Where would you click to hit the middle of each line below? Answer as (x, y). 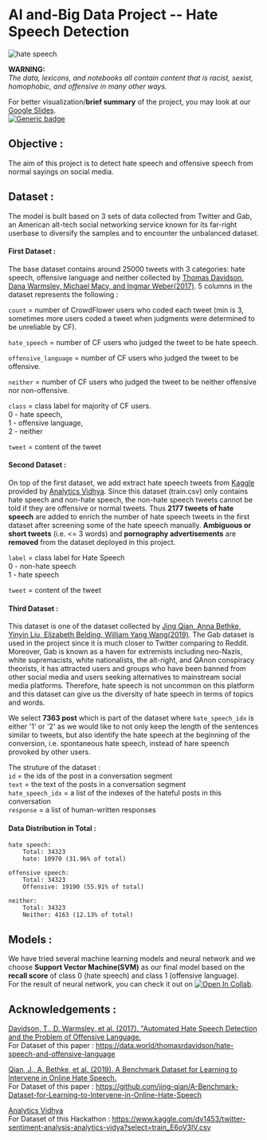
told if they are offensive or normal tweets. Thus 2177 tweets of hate (121, 508)
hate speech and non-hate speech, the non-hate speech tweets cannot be (131, 499)
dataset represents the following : (63, 294)
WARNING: (27, 69)
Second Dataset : (37, 465)
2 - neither (26, 431)
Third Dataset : (33, 608)
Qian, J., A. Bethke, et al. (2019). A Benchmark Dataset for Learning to (123, 1069)
